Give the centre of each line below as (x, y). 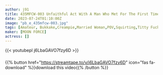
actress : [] (17, 37)
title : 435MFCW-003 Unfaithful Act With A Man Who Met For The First (77, 14)
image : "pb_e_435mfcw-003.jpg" (37, 23)
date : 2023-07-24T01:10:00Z (33, 18)
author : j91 (17, 9)
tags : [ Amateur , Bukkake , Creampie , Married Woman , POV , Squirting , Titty (77, 28)
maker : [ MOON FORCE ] (26, 32)
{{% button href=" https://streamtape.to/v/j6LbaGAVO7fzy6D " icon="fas (77, 62)
